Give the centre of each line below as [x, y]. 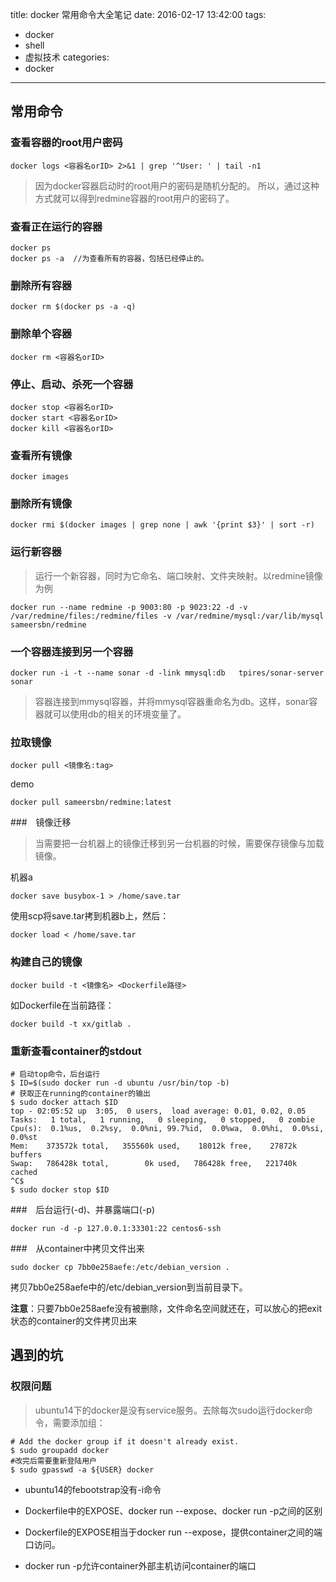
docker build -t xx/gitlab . [71, 1024]
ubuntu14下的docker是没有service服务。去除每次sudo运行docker [169, 1410]
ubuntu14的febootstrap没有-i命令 [93, 1489]
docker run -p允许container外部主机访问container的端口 [140, 1565]
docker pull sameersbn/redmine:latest [91, 803]
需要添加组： [79, 1422]
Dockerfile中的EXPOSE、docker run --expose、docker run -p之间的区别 [173, 1510]
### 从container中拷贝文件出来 [77, 1248]
